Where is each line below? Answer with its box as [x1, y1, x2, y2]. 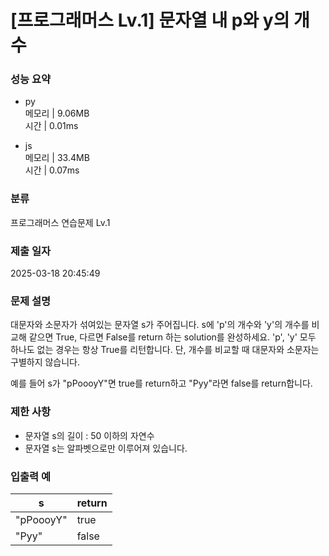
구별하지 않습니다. [10, 356, 81, 368]
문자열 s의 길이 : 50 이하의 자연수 [24, 429, 155, 441]
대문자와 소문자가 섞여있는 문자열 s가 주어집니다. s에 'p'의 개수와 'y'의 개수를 [10, 319, 310, 331]
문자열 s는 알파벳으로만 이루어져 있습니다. [24, 442, 188, 454]
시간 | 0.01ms [24, 120, 79, 132]
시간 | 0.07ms [24, 164, 80, 176]
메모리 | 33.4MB [24, 152, 90, 164]
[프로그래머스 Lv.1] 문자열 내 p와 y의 [10, 9, 290, 32]
